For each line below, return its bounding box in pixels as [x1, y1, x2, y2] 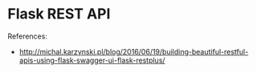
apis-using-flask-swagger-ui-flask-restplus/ [18, 55, 165, 65]
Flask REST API [7, 5, 111, 23]
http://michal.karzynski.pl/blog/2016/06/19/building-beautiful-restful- [18, 47, 249, 56]
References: [7, 31, 47, 41]
